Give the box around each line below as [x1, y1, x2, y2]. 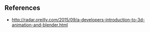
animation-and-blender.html [11, 22, 68, 28]
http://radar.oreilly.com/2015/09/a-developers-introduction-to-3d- [11, 16, 145, 22]
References [4, 4, 40, 12]
